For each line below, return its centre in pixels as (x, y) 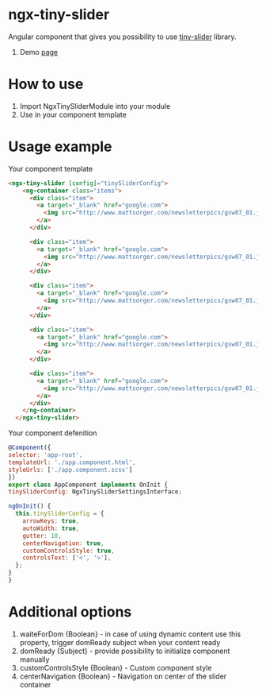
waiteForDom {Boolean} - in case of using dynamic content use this (130, 634)
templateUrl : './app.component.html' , (72, 462)
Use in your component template (73, 114)
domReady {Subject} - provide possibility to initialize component (125, 651)
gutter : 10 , (42, 536)
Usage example (60, 147)
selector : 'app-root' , (46, 455)
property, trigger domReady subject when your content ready (120, 642)
